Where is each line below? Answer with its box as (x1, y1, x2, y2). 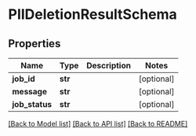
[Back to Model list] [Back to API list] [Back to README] (8, 119, 188, 128)
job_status (12, 99, 53, 109)
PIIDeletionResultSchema (8, 6, 178, 24)
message (12, 86, 47, 97)
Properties (8, 37, 61, 50)
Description (85, 61, 132, 71)
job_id (12, 73, 35, 84)
